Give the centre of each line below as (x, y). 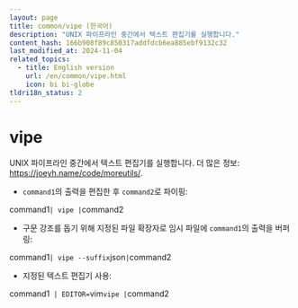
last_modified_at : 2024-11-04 (66, 51)
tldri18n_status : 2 (46, 92)
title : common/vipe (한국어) (61, 26)
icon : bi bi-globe (60, 84)
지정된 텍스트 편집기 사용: (67, 276)
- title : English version (66, 68)
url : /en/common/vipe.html (76, 76)
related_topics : (40, 59)
